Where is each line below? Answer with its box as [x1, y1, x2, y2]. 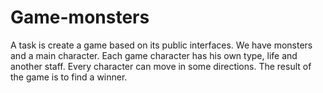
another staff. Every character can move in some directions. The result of [10, 60, 312, 72]
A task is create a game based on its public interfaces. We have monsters [10, 39, 313, 51]
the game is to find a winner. [10, 71, 128, 83]
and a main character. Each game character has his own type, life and [10, 49, 298, 61]
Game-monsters [10, 6, 150, 29]
